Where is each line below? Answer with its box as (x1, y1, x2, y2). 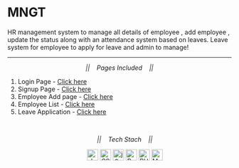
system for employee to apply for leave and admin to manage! (7, 43, 189, 51)
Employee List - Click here (17, 100, 95, 108)
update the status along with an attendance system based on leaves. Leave (7, 35, 228, 43)
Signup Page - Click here (17, 85, 91, 93)
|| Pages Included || (85, 63, 154, 72)
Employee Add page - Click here (17, 92, 114, 100)
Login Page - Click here (17, 77, 87, 85)
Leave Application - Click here (17, 107, 107, 116)
